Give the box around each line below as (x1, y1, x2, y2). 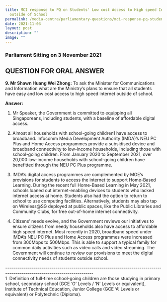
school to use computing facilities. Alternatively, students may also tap (12, 198, 157, 204)
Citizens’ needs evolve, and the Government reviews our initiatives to (12, 218, 154, 224)
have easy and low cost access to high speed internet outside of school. (5, 91, 154, 97)
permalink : (5, 16, 28, 21)
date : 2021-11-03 (5, 21, 41, 26)
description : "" (5, 30, 39, 35)
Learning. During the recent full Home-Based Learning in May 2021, (12, 182, 152, 188)
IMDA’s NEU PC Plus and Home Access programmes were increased (12, 234, 153, 240)
